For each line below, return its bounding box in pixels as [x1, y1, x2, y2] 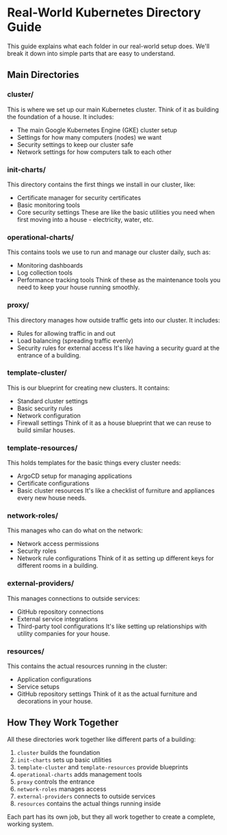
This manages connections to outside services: [7, 594, 140, 602]
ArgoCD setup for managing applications [16, 472, 132, 480]
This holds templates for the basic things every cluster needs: [7, 459, 181, 467]
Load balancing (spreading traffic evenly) [16, 336, 134, 345]
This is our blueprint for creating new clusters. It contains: [7, 384, 170, 392]
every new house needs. [16, 494, 87, 502]
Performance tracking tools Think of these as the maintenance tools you [16, 276, 221, 284]
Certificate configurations [16, 479, 90, 488]
